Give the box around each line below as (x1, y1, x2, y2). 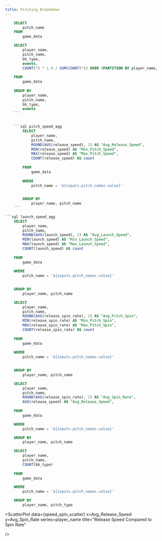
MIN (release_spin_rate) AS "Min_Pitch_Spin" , (22, 318, 117, 323)
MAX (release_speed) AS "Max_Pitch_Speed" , (31, 151, 119, 156)
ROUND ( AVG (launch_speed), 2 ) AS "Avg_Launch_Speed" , (22, 232, 132, 237)
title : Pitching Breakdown (5, 7, 60, 12)
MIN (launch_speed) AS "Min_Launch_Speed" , (22, 237, 110, 242)
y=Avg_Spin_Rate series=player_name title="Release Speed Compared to (5, 516, 152, 522)
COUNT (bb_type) (22, 462, 54, 467)
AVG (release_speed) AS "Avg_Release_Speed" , (22, 399, 114, 404)
